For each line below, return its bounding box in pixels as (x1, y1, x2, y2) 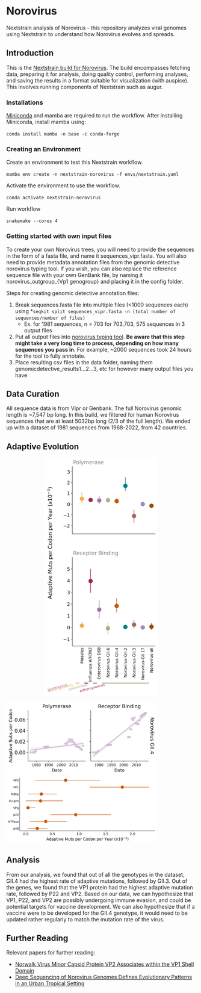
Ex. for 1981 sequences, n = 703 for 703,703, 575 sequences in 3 (23, 320, 185, 328)
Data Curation (6, 389, 60, 399)
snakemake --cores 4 (6, 218, 58, 224)
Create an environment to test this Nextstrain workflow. (6, 158, 143, 166)
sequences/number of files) (14, 315, 85, 321)
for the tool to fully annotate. (14, 352, 86, 360)
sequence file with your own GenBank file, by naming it (6, 271, 143, 278)
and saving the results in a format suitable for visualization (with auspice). (6, 76, 189, 84)
